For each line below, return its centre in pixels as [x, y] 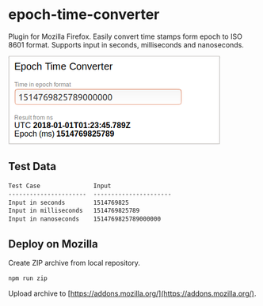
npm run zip [28, 278]
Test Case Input [60, 186]
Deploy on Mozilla [53, 244]
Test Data [32, 166]
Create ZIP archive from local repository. [74, 263]
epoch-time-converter [84, 15]
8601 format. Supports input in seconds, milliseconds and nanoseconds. [126, 44]
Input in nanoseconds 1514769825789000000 [84, 219]
